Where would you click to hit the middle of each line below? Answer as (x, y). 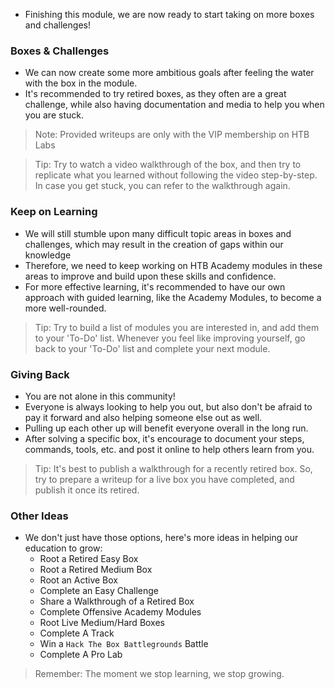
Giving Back (40, 374)
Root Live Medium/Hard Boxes (102, 623)
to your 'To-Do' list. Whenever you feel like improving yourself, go (170, 338)
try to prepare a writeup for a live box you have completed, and (164, 479)
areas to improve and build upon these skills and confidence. (150, 276)
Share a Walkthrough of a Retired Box (117, 601)
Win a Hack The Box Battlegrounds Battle (124, 644)
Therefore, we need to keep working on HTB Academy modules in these (173, 265)
